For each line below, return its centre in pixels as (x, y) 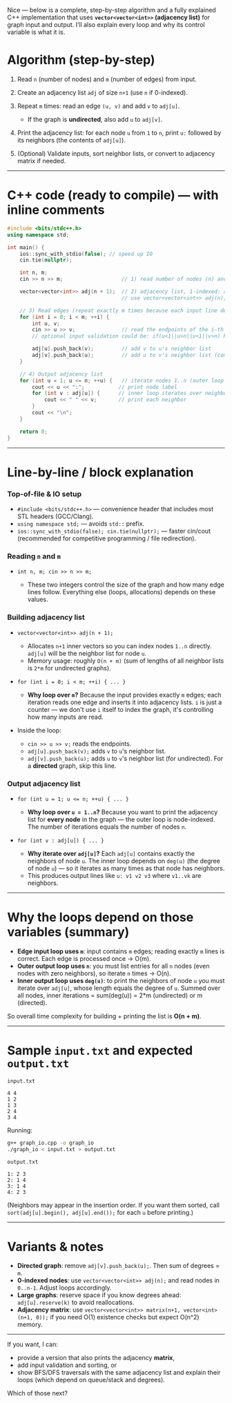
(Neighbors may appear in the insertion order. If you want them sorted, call (113, 1205)
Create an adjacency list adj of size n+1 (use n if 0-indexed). (102, 92)
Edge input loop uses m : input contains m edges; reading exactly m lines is (121, 951)
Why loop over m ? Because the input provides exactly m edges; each (125, 695)
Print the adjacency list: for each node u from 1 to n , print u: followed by (119, 132)
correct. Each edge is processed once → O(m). (84, 958)
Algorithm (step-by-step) (81, 60)
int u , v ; (46, 323)
